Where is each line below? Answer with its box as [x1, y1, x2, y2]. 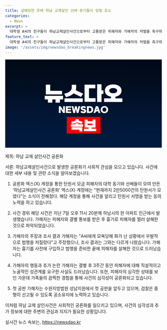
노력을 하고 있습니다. [12, 199, 53, 205]
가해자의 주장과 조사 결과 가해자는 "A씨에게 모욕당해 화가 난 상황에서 [12, 233, 145, 239]
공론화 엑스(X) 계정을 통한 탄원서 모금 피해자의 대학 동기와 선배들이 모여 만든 [12, 181, 161, 187]
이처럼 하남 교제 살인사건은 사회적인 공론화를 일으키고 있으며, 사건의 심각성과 [5, 302, 154, 309]
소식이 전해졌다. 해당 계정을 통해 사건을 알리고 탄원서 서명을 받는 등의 [27, 193, 162, 199]
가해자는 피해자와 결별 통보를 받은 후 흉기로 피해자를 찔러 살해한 [35, 216, 159, 222]
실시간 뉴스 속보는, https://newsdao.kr [5, 319, 81, 325]
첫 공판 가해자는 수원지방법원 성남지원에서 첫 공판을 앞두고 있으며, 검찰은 [12, 286, 153, 292]
